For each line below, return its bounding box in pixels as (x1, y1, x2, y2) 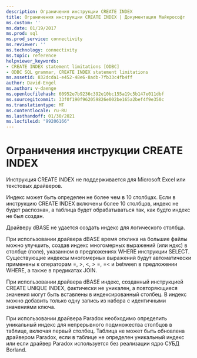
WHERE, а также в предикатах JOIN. (6, 267, 98, 274)
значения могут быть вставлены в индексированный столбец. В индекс (6, 291, 187, 298)
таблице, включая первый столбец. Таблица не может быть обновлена (6, 327, 185, 334)
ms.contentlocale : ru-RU (6, 108, 67, 113)
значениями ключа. (6, 304, 56, 311)
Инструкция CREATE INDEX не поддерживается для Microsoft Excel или (6, 176, 186, 183)
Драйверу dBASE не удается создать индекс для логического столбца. (6, 224, 185, 231)
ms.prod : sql (6, 31, 38, 37)
